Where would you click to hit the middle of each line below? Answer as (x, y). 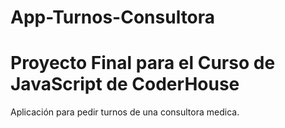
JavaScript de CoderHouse (125, 84)
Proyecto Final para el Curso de (143, 63)
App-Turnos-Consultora (113, 17)
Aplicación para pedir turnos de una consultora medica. (125, 112)
